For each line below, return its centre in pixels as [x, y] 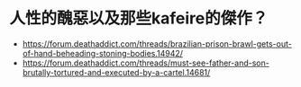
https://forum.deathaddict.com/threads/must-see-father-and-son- [146, 63]
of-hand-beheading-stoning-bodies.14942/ [102, 53]
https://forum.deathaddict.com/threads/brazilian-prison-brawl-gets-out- [157, 43]
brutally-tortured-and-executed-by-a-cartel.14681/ [116, 72]
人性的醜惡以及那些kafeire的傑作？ [139, 18]
